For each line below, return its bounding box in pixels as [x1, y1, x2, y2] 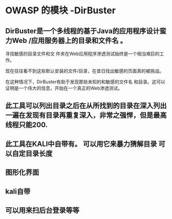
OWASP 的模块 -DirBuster [5, 5, 116, 16]
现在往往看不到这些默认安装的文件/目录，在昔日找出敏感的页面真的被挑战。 [5, 68, 164, 74]
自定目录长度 [12, 149, 53, 158]
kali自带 [5, 187, 31, 196]
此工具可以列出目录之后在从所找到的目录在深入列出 [5, 102, 167, 110]
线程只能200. [5, 120, 48, 129]
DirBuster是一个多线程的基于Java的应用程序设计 [5, 27, 160, 35]
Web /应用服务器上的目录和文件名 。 [12, 36, 127, 45]
